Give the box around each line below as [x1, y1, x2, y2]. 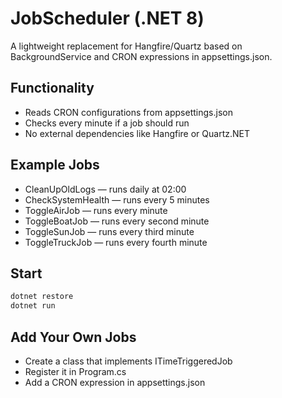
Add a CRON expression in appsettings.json [24, 376, 206, 388]
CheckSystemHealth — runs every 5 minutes [24, 193, 210, 206]
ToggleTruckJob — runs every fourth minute [24, 236, 208, 248]
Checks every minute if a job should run [24, 117, 190, 129]
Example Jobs [10, 157, 100, 174]
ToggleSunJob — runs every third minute [24, 225, 195, 237]
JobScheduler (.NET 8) [10, 7, 205, 30]
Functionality [10, 80, 95, 97]
